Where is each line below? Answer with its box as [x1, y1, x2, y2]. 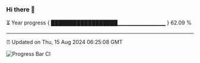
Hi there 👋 [6, 5, 36, 14]
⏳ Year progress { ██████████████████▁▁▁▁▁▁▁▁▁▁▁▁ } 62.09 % [6, 19, 192, 26]
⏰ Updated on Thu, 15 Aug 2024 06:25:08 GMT [6, 39, 123, 46]
